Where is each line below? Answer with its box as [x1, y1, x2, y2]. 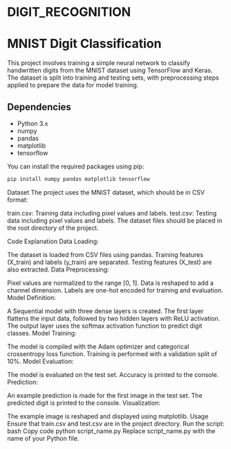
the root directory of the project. [7, 223, 99, 232]
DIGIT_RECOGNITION [7, 4, 131, 20]
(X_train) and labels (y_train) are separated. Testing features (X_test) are [7, 258, 212, 266]
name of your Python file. [7, 434, 80, 442]
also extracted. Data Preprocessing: [7, 265, 109, 274]
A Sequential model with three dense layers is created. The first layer [7, 306, 204, 315]
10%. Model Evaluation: [7, 357, 74, 365]
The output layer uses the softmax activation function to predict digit [7, 322, 203, 330]
